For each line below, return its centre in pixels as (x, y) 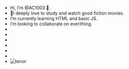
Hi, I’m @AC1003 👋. (30, 8)
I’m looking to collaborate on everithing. (51, 24)
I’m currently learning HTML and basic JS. (54, 18)
